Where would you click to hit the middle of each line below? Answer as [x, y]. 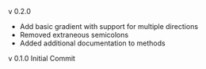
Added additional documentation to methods [92, 43]
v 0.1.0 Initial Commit [42, 58]
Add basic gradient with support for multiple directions [109, 26]
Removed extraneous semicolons [74, 35]
